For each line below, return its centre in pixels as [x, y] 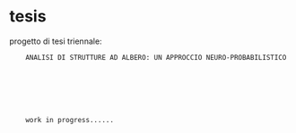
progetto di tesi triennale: [56, 41]
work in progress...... [70, 120]
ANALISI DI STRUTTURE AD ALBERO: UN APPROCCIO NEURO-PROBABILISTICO [156, 57]
